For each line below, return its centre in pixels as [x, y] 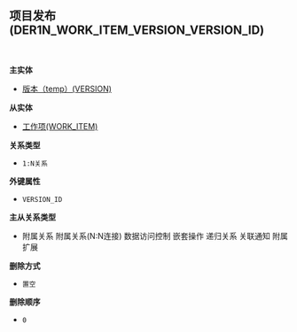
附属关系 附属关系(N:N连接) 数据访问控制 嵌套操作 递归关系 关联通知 [146, 235]
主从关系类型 [32, 217]
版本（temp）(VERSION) [67, 89]
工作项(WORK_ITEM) [60, 126]
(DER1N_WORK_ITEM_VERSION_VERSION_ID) [137, 31]
